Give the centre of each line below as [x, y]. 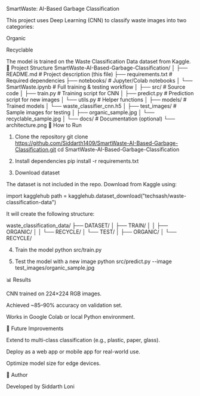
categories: [20, 27]
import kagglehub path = [37, 196]
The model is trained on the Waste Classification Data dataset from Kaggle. [99, 61]
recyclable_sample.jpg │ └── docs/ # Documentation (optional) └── [91, 119]
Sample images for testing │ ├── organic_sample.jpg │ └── [80, 112]
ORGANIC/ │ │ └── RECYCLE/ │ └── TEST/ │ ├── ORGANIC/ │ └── [92, 232]
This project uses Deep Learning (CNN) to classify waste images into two [96, 20]
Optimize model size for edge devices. [53, 363]
